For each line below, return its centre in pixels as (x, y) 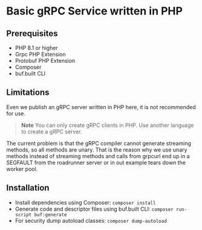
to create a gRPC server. (52, 132)
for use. (16, 113)
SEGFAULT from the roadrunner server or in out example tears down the (96, 162)
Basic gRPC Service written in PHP (95, 11)
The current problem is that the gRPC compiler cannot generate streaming (99, 143)
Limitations (28, 93)
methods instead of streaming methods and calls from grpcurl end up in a (98, 156)
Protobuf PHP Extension (45, 61)
